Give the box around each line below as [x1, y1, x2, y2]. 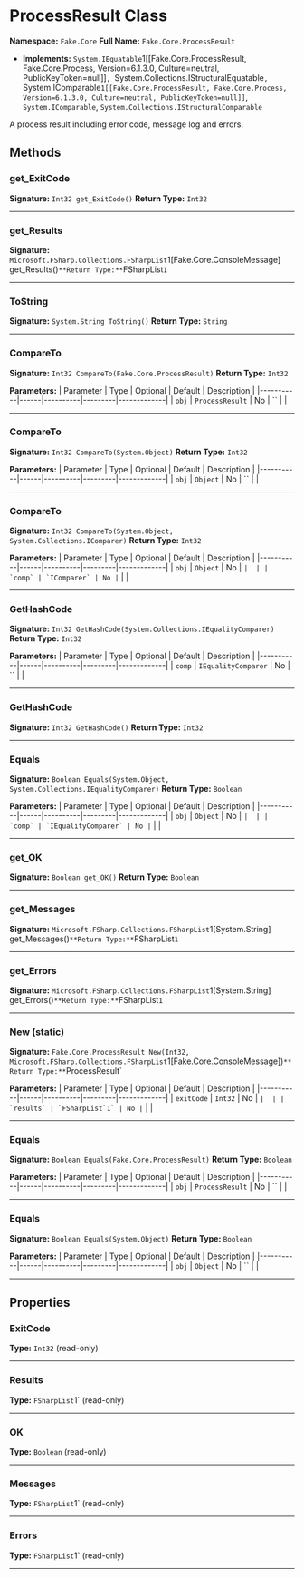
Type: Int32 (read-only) [9, 1343, 99, 1354]
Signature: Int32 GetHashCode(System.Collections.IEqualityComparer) [9, 623, 275, 635]
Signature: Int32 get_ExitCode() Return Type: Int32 [9, 192, 208, 204]
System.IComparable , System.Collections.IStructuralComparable [22, 101, 262, 112]
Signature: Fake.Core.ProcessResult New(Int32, [9, 1047, 190, 1057]
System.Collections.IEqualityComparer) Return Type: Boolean [9, 784, 242, 794]
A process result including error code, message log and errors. [9, 119, 244, 130]
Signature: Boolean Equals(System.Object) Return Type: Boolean [9, 1232, 252, 1243]
